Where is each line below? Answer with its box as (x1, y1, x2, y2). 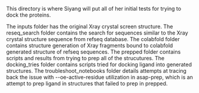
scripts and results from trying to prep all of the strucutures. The (6, 55, 165, 61)
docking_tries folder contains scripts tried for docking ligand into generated (6, 61, 192, 68)
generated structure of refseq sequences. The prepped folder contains (6, 48, 181, 55)
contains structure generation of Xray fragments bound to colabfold (6, 42, 173, 49)
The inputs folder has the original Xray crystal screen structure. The (6, 23, 173, 30)
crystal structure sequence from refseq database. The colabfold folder (6, 36, 180, 42)
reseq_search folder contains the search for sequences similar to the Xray (6, 29, 188, 36)
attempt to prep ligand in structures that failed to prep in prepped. (6, 80, 168, 87)
